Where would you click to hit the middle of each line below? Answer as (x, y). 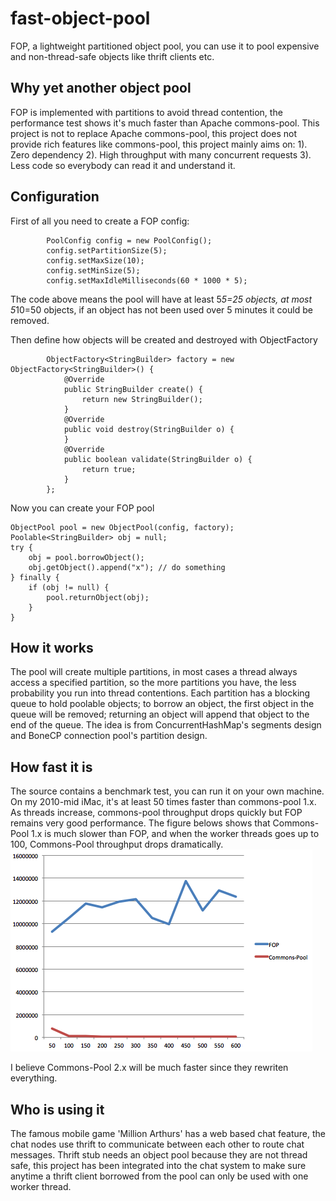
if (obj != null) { (69, 587)
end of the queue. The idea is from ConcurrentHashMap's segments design (166, 725)
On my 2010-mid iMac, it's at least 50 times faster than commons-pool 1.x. (163, 802)
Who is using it (57, 1109)
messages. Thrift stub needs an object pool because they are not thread (159, 1155)
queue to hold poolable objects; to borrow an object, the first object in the (162, 704)
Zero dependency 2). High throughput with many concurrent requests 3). (161, 154)
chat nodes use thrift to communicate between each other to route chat (157, 1144)
